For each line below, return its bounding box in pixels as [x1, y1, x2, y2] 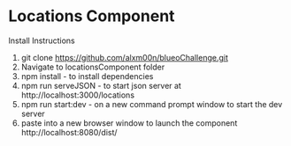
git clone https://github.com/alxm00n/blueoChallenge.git [20, 52, 229, 62]
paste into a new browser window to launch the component [20, 117, 238, 128]
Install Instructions [8, 35, 76, 46]
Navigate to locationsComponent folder [20, 62, 165, 72]
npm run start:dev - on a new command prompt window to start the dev [20, 99, 283, 109]
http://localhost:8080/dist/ [20, 127, 118, 137]
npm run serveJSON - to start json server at [20, 80, 182, 91]
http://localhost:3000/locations [20, 90, 134, 100]
